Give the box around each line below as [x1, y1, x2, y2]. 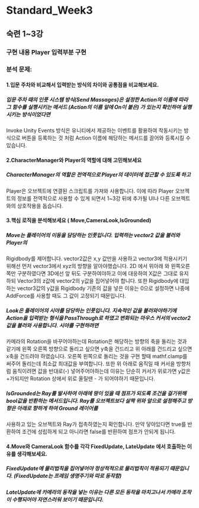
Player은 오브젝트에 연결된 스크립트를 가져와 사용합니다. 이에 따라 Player [6, 187, 174, 194]
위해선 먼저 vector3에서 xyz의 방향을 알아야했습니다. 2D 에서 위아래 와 [6, 263, 170, 270]
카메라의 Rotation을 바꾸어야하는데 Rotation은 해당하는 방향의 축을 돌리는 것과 [6, 338, 187, 345]
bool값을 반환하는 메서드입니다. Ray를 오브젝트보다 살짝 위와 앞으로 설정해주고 [6, 397, 187, 404]
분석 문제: [6, 65, 33, 74]
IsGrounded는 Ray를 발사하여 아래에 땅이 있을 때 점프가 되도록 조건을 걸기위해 [6, 390, 187, 397]
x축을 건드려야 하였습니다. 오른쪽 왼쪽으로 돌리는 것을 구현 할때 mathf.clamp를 [6, 353, 188, 360]
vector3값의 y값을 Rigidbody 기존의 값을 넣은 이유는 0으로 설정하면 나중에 [17, 285, 190, 292]
